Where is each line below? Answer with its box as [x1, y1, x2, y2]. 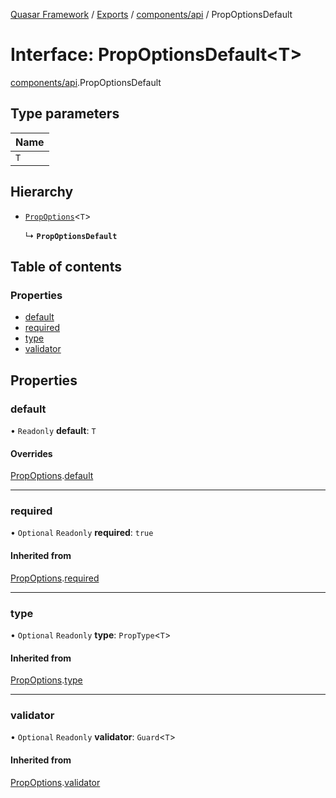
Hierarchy [10, 184, 74, 201]
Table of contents [10, 258, 122, 275]
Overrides [10, 447, 53, 459]
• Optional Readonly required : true [10, 527, 154, 539]
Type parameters [10, 105, 120, 123]
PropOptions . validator [10, 776, 101, 788]
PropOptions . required [10, 572, 100, 584]
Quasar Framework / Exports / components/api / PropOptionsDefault [10, 9, 293, 20]
